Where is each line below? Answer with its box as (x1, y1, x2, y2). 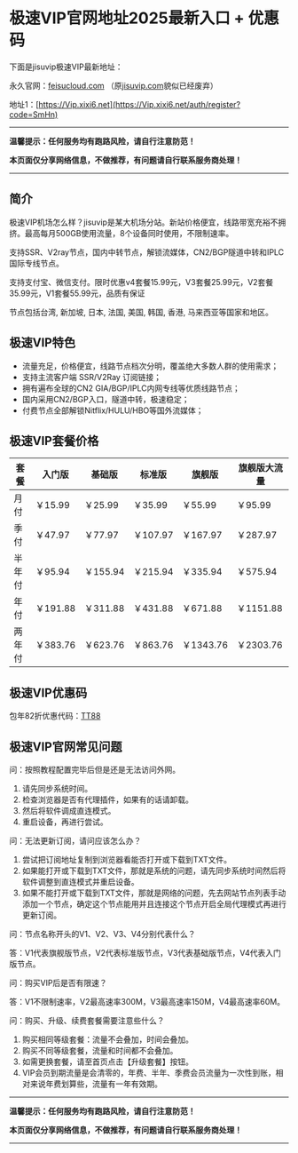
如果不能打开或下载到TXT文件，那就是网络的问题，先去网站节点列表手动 (21, 887, 286, 898)
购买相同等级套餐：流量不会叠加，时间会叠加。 (21, 1034, 193, 1045)
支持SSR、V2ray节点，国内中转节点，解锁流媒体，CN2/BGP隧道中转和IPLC (9, 246, 285, 258)
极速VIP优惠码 (9, 685, 88, 700)
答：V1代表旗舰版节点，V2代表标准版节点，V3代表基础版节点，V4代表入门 (9, 948, 282, 958)
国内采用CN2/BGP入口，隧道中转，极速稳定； (21, 394, 190, 404)
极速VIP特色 (9, 335, 76, 351)
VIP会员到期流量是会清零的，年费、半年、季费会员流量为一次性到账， (21, 1068, 277, 1077)
